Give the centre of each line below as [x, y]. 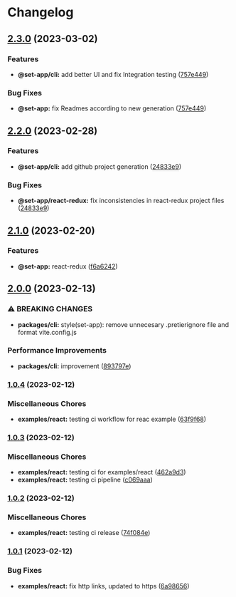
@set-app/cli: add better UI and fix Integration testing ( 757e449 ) [113, 74]
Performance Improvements [57, 351]
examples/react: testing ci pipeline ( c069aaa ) [85, 480]
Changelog [41, 12]
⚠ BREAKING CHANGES [50, 309]
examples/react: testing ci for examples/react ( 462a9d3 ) [102, 472]
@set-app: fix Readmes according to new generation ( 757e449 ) [112, 108]
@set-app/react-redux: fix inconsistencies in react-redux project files [121, 201]
